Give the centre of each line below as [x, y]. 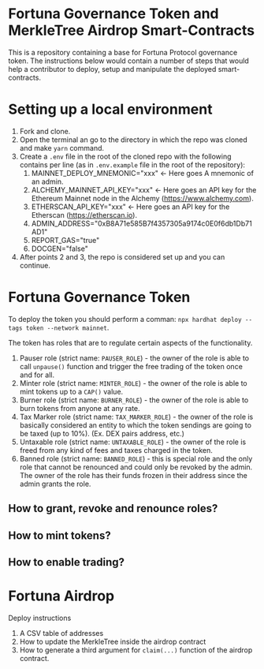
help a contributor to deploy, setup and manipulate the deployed [112, 69]
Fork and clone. [45, 131]
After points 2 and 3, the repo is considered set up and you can [122, 256]
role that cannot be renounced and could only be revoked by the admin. [136, 467]
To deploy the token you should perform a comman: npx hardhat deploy [125, 319]
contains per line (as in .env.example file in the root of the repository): [132, 164]
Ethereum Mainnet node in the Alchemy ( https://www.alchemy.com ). [142, 198]
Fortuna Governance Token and [113, 14]
